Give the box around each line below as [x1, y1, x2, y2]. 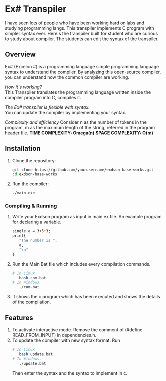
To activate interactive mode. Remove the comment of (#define [12, 327, 143, 333]
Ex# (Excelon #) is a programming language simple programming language [5, 63, 159, 69]
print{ [12, 233, 26, 238]
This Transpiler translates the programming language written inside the [5, 89, 151, 95]
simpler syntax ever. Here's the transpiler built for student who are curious [5, 30, 158, 36]
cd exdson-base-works [12, 172, 57, 177]
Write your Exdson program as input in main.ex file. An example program [12, 214, 162, 220]
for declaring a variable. [12, 219, 62, 225]
